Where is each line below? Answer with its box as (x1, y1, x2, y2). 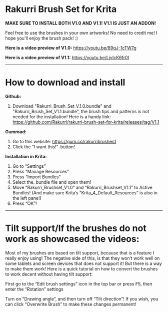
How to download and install (5, 77, 125, 88)
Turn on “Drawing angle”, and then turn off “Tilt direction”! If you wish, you (5, 295, 158, 301)
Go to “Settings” (12, 163, 46, 169)
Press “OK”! (12, 200, 37, 206)
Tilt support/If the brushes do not (5, 223, 146, 234)
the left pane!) (12, 195, 41, 201)
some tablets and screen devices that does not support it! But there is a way (5, 260, 162, 266)
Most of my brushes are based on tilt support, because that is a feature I (5, 249, 154, 256)
